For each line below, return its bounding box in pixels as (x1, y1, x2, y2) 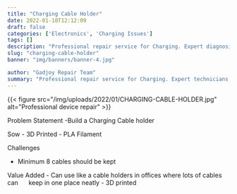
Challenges (7, 143, 40, 152)
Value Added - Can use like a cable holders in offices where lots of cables (7, 171, 222, 179)
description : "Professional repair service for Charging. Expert (7, 43, 203, 50)
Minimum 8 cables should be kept (17, 157, 116, 166)
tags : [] (7, 37, 33, 44)
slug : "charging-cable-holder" (7, 50, 99, 57)
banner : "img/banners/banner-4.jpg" (7, 56, 115, 63)
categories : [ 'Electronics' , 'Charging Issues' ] (7, 30, 153, 37)
